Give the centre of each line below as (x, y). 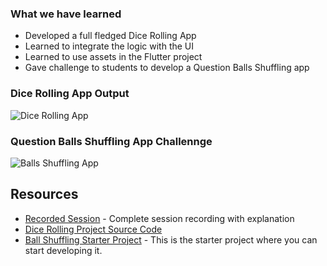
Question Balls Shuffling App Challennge (111, 141)
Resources (44, 194)
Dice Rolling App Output (70, 94)
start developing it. (63, 250)
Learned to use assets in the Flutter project (113, 57)
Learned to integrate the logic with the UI (109, 46)
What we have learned (66, 14)
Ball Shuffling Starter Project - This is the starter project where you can (171, 239)
